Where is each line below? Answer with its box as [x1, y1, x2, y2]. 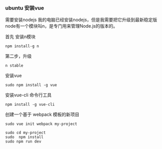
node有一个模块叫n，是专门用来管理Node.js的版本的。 [5, 23, 118, 29]
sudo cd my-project [5, 130, 46, 135]
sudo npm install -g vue [5, 83, 57, 88]
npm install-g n [5, 44, 39, 49]
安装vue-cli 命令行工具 [5, 92, 52, 98]
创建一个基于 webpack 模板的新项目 [5, 111, 80, 117]
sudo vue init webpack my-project [5, 121, 78, 126]
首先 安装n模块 [5, 34, 36, 40]
